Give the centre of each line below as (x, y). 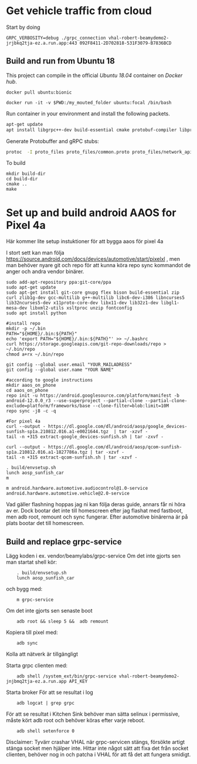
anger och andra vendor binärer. (45, 271)
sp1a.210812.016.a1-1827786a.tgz (47, 452)
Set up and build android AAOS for (91, 212)
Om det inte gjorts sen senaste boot (49, 611)
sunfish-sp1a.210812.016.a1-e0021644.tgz (57, 432)
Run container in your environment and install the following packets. (88, 114)
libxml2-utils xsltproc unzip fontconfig (81, 308)
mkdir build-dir (26, 174)
